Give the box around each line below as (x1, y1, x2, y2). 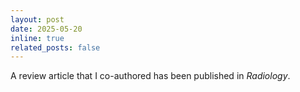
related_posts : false (10, 42, 101, 53)
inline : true (10, 33, 65, 43)
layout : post (10, 14, 65, 25)
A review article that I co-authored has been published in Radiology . (10, 70, 291, 82)
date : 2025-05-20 (10, 24, 83, 34)
